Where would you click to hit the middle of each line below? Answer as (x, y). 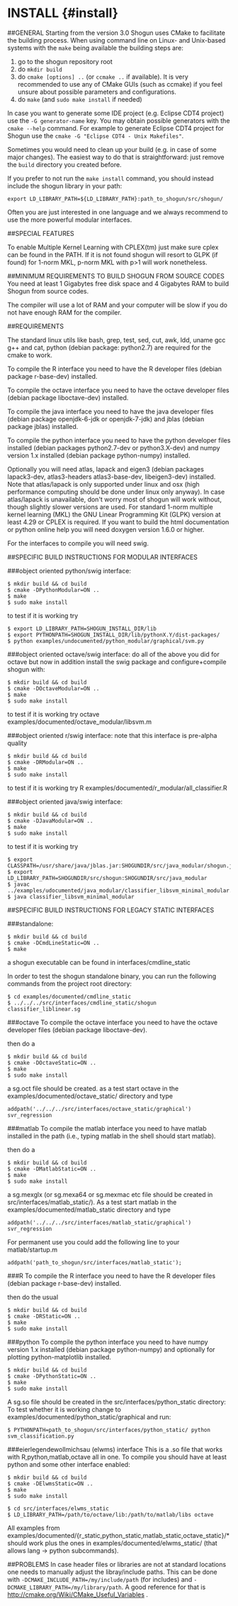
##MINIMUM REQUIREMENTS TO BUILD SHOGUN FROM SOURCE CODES (116, 276)
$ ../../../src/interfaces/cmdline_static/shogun (82, 1003)
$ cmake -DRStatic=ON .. (44, 1316)
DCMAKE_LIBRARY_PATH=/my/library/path (64, 1588)
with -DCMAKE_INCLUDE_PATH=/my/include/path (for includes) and (100, 1579)
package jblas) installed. (43, 426)
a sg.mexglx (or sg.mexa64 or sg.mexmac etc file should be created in (110, 1194)
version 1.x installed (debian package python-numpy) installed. (99, 455)
